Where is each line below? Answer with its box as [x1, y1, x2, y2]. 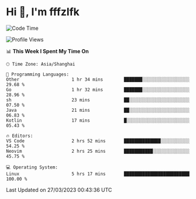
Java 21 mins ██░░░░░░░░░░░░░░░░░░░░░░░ [6, 107, 190, 113]
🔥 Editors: [6, 133, 33, 139]
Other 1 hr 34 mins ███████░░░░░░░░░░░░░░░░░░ [6, 76, 190, 83]
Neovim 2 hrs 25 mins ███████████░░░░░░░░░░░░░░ [6, 148, 190, 154]
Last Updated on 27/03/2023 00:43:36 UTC [6, 186, 112, 193]
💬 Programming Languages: [6, 71, 69, 77]
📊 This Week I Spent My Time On [6, 47, 89, 54]
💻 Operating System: [6, 164, 59, 170]
